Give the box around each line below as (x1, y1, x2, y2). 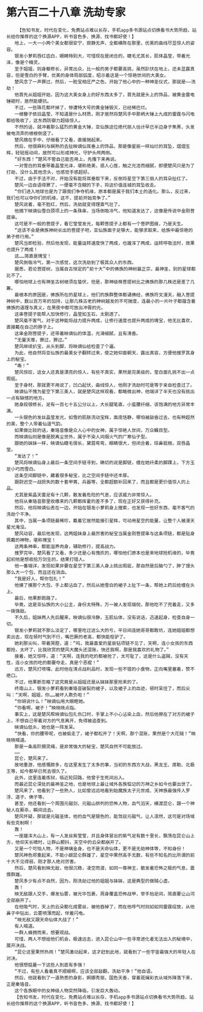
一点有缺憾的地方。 (6, 395, 47, 401)
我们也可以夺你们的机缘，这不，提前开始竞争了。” (6, 195, 111, 201)
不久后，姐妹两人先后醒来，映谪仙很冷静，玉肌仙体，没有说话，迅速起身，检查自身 (14, 614, 191, 620)
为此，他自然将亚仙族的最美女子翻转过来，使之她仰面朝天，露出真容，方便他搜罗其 (14, 350, 191, 356)
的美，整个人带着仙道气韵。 (6, 420, 65, 427)
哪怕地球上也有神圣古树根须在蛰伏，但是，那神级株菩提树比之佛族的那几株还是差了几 (14, 279, 195, 285)
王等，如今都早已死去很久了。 (6, 768, 70, 774)
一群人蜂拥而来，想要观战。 (14, 929, 74, 935)
